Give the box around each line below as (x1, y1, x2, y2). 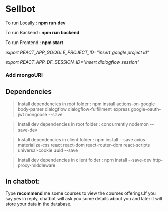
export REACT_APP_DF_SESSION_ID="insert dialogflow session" (5, 59, 140, 65)
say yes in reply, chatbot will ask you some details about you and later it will (5, 196, 162, 202)
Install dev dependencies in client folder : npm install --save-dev (17, 157, 152, 163)
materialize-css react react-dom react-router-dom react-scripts (17, 142, 150, 148)
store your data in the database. (5, 201, 72, 207)
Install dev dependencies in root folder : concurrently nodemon (17, 121, 149, 127)
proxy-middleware (17, 162, 56, 168)
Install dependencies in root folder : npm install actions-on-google (17, 101, 155, 107)
